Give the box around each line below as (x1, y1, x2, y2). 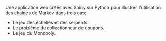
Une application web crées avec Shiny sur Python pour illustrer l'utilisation (5, 5, 161, 10)
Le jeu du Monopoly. (12, 30, 56, 36)
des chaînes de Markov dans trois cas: (5, 10, 87, 16)
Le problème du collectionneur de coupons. (12, 25, 104, 31)
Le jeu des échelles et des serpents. (12, 20, 89, 25)
